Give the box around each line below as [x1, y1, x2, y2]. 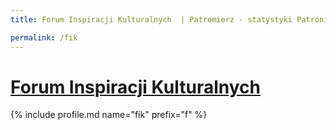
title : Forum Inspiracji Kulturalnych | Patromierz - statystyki [10, 14, 293, 25]
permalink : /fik [10, 32, 78, 43]
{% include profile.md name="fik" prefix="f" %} [10, 109, 208, 121]
